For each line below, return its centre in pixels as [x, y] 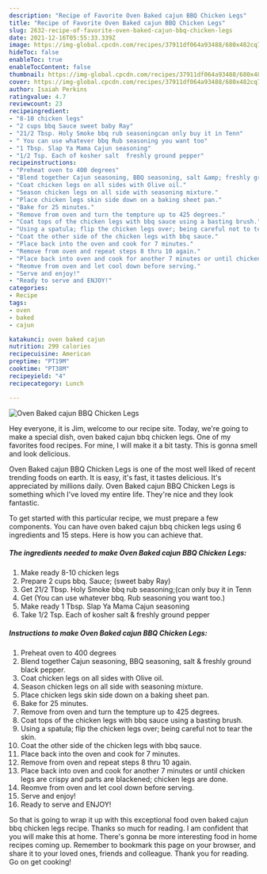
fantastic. [24, 502]
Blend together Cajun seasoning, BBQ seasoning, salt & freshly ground [136, 662]
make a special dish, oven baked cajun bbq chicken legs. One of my [120, 437]
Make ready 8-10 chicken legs [70, 573]
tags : [18, 303]
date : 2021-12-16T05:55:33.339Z [62, 38]
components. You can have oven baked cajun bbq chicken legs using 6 [125, 526]
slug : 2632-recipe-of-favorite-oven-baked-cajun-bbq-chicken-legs [121, 30]
